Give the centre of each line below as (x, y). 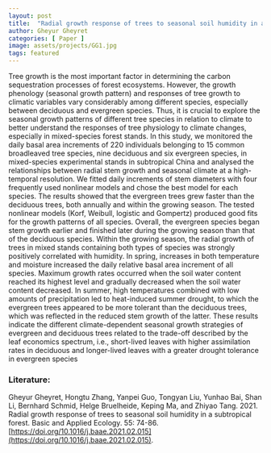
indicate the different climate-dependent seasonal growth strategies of (126, 324)
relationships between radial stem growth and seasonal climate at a (120, 170)
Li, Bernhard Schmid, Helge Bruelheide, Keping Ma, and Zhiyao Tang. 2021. (133, 406)
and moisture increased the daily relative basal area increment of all (121, 264)
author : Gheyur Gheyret (48, 31)
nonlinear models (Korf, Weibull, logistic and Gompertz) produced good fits (133, 213)
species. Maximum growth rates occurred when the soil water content (125, 273)
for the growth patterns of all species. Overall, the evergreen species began (134, 222)
